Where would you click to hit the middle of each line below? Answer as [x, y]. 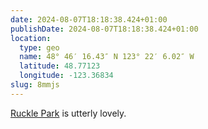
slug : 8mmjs [35, 85]
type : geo [39, 47]
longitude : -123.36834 [66, 76]
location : [31, 38]
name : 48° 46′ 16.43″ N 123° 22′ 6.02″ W [107, 57]
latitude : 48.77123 [60, 66]
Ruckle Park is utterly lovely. [68, 113]
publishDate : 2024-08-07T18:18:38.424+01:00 [104, 29]
